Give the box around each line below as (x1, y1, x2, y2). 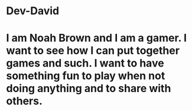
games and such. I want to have (6, 56, 164, 70)
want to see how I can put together (6, 44, 180, 58)
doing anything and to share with (6, 82, 171, 96)
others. (6, 94, 43, 108)
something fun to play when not (6, 69, 165, 83)
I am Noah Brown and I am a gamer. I (6, 31, 187, 45)
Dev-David (6, 4, 60, 18)
